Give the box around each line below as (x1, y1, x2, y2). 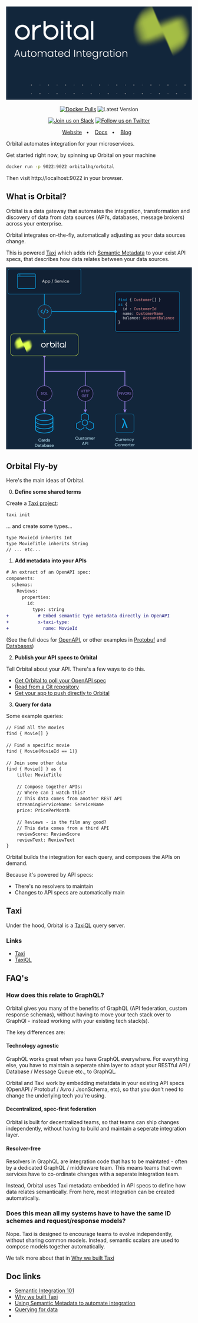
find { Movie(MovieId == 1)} (6, 748, 78, 754)
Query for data (14, 701, 52, 708)
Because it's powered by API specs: (6, 871, 94, 878)
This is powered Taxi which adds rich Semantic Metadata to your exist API (6, 249, 186, 256)
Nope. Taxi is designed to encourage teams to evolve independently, (6, 1230, 173, 1237)
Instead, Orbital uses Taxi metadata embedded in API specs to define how (6, 1182, 186, 1189)
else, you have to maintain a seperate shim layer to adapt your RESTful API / (6, 1061, 190, 1068)
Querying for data (14, 1306, 58, 1313)
